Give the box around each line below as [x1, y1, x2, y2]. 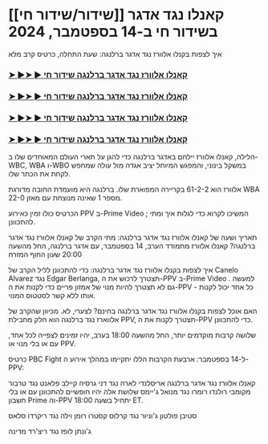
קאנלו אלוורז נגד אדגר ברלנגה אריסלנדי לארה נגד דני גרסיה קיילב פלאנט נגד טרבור [8, 378, 256, 388]
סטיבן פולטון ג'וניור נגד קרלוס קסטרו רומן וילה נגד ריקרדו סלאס [8, 411, 197, 420]
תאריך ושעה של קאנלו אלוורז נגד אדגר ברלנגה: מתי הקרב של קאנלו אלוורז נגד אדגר [8, 232, 258, 242]
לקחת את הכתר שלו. [8, 169, 71, 178]
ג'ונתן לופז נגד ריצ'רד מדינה [8, 426, 92, 436]
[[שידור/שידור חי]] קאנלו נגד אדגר [8, 6, 225, 24]
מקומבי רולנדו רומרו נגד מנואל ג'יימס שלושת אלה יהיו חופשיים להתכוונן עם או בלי [8, 387, 251, 396]
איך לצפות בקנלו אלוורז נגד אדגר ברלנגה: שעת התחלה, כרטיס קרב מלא [8, 49, 222, 59]
